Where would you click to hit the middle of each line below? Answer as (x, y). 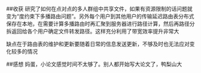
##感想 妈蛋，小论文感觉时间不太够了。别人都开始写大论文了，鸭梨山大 (94, 64)
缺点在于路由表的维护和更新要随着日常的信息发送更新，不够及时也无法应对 (98, 44)
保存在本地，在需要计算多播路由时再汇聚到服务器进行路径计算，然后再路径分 (100, 24)
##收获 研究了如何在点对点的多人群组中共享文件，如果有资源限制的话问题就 (99, 9)
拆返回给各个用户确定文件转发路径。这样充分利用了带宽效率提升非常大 (93, 31)
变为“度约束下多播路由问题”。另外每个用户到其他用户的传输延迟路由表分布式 (100, 16)
